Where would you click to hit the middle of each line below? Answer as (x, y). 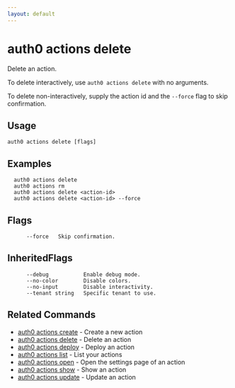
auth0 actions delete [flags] (52, 142)
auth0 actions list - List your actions (70, 354)
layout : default (31, 14)
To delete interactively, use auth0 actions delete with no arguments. (108, 82)
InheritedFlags (40, 258)
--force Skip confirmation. (70, 236)
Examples (29, 164)
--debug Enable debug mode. (83, 274)
